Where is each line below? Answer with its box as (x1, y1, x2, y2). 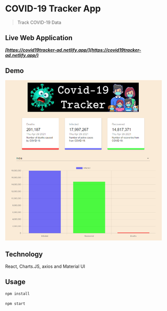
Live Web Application (5, 34, 73, 42)
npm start (5, 301, 26, 307)
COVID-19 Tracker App (5, 3, 101, 14)
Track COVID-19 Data (17, 19, 62, 25)
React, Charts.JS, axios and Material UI (5, 263, 85, 269)
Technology (5, 250, 43, 258)
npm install (5, 291, 30, 297)
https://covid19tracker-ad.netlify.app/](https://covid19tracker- (6, 47, 142, 53)
